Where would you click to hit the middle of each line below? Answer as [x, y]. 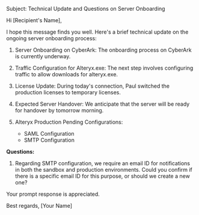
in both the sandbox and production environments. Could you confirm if [103, 170]
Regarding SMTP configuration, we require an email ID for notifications [103, 163]
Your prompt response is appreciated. [53, 194]
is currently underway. [43, 56]
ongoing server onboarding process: [52, 38]
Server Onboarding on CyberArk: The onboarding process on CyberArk [103, 50]
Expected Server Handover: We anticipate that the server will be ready [102, 104]
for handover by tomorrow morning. [59, 110]
